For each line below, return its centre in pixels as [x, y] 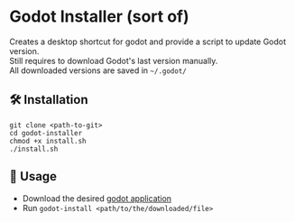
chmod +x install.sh [48, 141]
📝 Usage [33, 176]
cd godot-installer [46, 133]
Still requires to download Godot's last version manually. [114, 60]
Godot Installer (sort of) [99, 17]
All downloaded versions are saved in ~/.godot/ [98, 70]
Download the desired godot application [97, 198]
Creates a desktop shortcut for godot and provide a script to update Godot [148, 42]
